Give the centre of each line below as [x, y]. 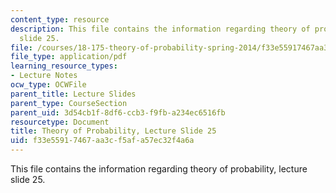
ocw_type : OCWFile [48, 85]
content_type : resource [60, 19]
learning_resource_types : [64, 66]
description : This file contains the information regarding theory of [160, 29]
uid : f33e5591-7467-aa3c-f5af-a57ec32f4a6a [102, 141]
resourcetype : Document [60, 122]
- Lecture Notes [44, 76]
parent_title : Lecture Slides [73, 94]
